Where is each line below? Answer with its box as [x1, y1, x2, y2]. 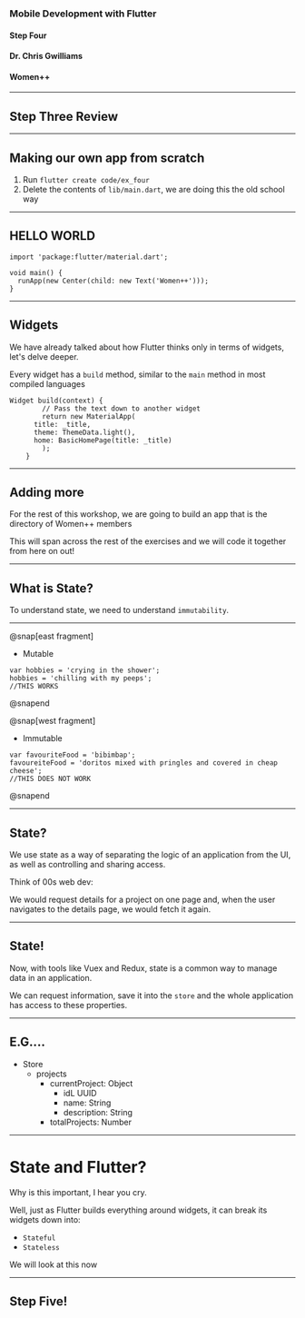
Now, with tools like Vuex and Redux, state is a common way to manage [9, 962, 278, 974]
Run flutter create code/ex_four [22, 173, 150, 184]
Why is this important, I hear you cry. [9, 1186, 147, 1197]
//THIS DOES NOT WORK [9, 775, 92, 784]
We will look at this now [9, 1259, 98, 1270]
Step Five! [9, 1293, 68, 1309]
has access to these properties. [9, 999, 128, 1010]
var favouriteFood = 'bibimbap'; [9, 750, 136, 760]
